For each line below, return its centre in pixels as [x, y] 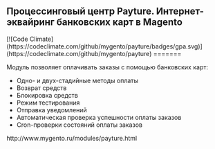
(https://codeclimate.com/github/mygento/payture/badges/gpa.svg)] [105, 46]
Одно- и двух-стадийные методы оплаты [77, 80]
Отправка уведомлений [52, 109]
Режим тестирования [48, 103]
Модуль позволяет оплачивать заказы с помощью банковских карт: [107, 67]
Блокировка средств [47, 95]
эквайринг [30, 23]
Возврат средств [41, 88]
